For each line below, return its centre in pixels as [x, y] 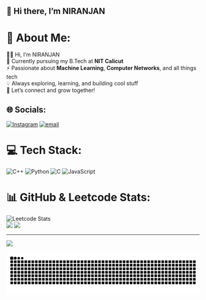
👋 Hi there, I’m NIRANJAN [56, 11]
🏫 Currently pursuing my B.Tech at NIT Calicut [65, 61]
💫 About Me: [39, 38]
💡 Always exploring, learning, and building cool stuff [72, 83]
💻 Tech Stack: [44, 150]
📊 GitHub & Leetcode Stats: [78, 198]
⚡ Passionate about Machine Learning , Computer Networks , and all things [101, 68]
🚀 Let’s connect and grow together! [51, 90]
